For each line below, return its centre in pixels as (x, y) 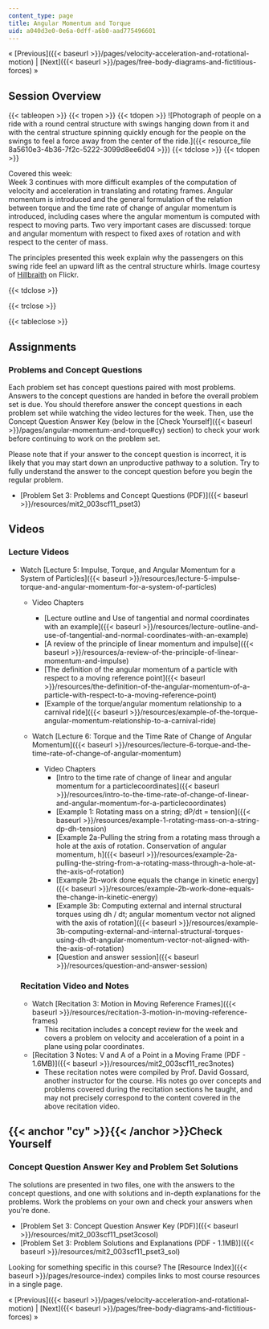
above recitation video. (82, 1106)
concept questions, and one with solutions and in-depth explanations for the (134, 1193)
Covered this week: (40, 174)
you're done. (29, 1210)
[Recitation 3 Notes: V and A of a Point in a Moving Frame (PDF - (139, 1055)
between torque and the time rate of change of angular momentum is (122, 208)
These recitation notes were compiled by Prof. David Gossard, (147, 1072)
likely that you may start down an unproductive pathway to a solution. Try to (134, 463)
